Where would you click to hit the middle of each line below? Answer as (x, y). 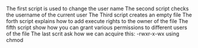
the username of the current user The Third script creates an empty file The (99, 15)
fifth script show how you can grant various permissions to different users (97, 27)
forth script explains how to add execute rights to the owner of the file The (97, 21)
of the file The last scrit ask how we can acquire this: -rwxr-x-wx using (93, 34)
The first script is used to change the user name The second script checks (98, 9)
